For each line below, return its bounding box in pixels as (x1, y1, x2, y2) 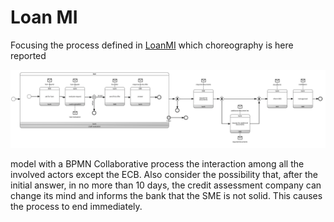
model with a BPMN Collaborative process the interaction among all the (10, 157, 305, 170)
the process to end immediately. (10, 200, 143, 212)
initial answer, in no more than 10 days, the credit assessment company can (10, 179, 322, 191)
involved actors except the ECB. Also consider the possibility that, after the (10, 168, 318, 180)
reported (10, 49, 47, 61)
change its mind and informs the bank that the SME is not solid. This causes (10, 189, 323, 201)
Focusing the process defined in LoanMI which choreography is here (10, 39, 294, 51)
